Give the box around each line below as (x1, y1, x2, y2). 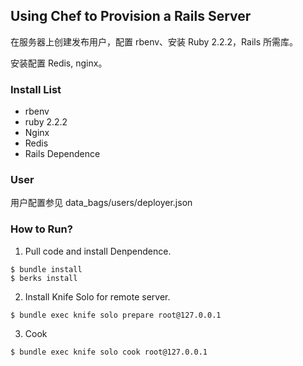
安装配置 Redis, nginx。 (10, 57, 108, 69)
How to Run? (10, 222, 73, 236)
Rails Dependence (24, 148, 101, 160)
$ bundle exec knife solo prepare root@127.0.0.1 (10, 310, 222, 320)
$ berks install (10, 273, 78, 283)
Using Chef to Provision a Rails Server (10, 8, 252, 25)
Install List (10, 82, 62, 96)
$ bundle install (10, 264, 83, 274)
